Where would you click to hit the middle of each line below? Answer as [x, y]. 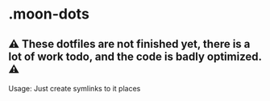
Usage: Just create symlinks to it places [75, 88]
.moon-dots [49, 14]
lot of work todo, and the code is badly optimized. [135, 56]
